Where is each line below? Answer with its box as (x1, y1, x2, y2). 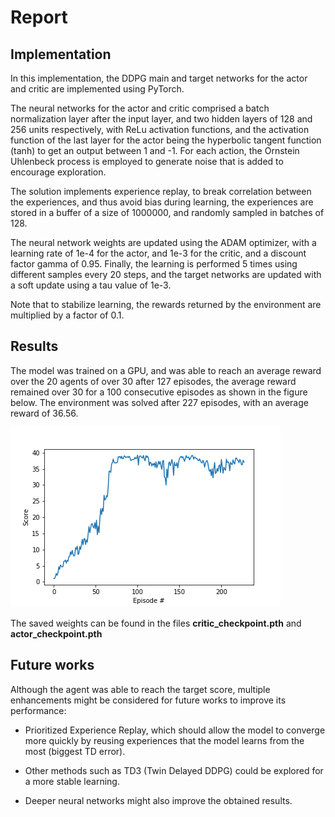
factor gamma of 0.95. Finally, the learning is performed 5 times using (10, 258, 298, 270)
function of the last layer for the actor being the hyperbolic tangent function (10, 134, 322, 146)
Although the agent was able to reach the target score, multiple (10, 683, 271, 695)
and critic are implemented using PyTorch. (10, 83, 185, 95)
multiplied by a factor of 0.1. (10, 309, 125, 321)
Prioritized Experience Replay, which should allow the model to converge (24, 724, 326, 736)
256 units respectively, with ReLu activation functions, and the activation (10, 124, 310, 135)
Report (10, 6, 68, 29)
